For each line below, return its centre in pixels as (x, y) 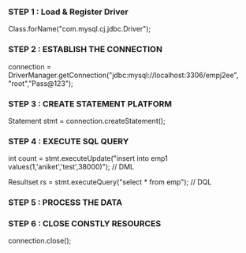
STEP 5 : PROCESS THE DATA (65, 203)
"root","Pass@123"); (41, 83)
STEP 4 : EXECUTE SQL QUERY (69, 141)
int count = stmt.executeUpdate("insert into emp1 (88, 158)
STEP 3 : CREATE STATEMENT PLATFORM (90, 103)
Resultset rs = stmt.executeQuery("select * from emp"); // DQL (110, 182)
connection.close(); (40, 241)
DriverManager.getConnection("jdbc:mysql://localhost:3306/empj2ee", (123, 75)
